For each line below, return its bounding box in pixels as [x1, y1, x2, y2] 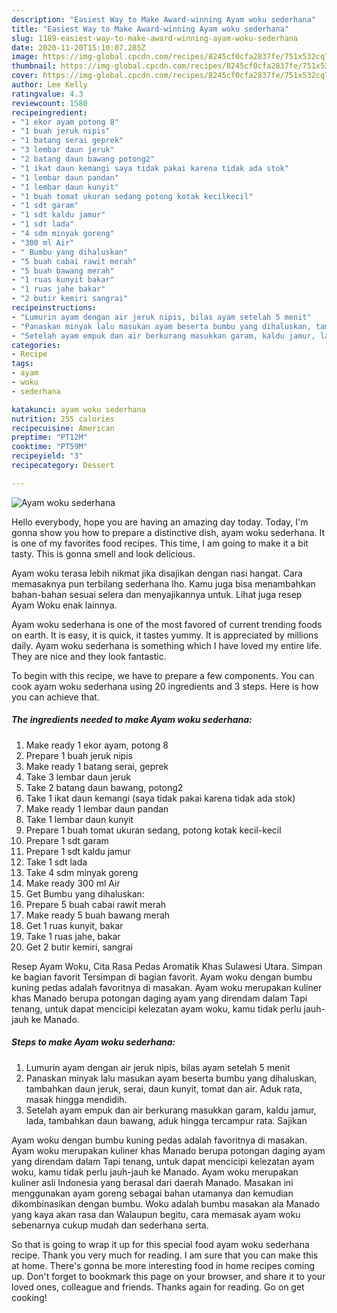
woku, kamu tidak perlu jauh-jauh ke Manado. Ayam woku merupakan [11, 1166, 299, 1178]
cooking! [11, 1291, 48, 1303]
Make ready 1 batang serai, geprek [25, 760, 169, 772]
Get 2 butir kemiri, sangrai [25, 941, 134, 953]
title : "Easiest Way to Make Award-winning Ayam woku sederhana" [11, 24, 289, 34]
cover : [11, 71, 39, 81]
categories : [11, 340, 61, 350]
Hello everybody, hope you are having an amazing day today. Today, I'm [11, 516, 309, 528]
